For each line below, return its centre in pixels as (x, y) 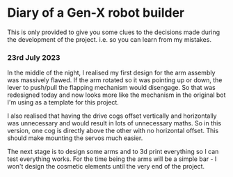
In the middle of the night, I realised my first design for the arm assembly (111, 73)
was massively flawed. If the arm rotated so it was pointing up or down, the (115, 80)
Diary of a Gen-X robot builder (96, 13)
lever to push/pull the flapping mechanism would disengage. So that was (111, 88)
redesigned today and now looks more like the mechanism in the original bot (116, 95)
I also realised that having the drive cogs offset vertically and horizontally (112, 116)
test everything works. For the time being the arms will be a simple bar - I (112, 159)
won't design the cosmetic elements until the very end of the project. (106, 167)
